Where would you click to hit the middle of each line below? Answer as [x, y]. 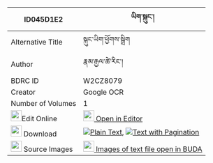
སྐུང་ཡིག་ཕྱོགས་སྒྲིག [106, 39]
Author [22, 64]
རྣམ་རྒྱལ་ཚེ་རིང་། [103, 62]
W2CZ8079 [103, 81]
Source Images [48, 149]
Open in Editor [119, 119]
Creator [23, 92]
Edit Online [40, 119]
